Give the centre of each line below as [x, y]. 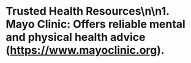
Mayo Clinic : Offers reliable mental [96, 24]
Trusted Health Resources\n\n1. [88, 11]
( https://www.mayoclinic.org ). [85, 50]
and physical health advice [76, 37]
